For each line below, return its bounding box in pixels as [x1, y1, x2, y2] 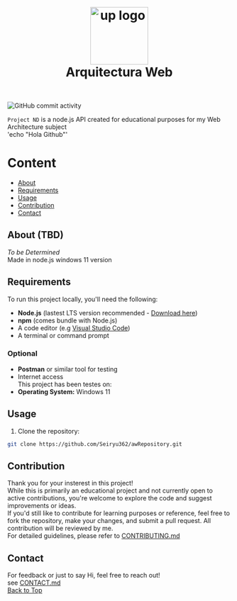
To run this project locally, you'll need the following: [7, 295, 158, 303]
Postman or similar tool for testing [17, 364, 118, 373]
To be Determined [7, 247, 60, 257]
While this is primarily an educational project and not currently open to [7, 486, 213, 495]
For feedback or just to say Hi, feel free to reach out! [7, 571, 161, 580]
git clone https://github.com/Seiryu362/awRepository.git [7, 440, 182, 448]
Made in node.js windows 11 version [7, 255, 112, 264]
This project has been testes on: [17, 380, 112, 388]
